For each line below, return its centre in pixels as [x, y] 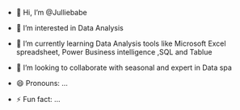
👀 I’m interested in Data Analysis [69, 28]
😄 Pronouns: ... [42, 83]
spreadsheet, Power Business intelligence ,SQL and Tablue [114, 52]
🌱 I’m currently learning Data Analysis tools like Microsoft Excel [121, 43]
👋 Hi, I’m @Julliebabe [51, 12]
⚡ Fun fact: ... [38, 99]
